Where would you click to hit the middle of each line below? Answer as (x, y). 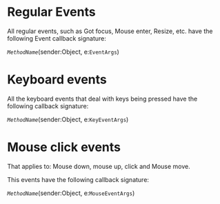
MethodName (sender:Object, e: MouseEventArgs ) (71, 193)
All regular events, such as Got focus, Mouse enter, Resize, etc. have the (110, 31)
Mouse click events (64, 147)
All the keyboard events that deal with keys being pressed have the (102, 99)
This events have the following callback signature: (78, 179)
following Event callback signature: (57, 38)
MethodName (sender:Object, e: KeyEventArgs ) (68, 119)
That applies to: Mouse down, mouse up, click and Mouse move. (99, 166)
